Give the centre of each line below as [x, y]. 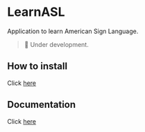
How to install [37, 66]
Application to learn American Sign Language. [73, 31]
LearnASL [36, 12]
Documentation [42, 105]
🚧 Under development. [56, 44]
